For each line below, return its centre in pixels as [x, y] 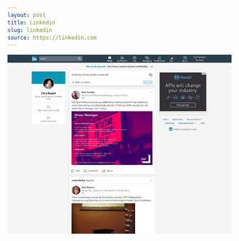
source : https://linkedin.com [52, 38]
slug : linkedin [30, 30]
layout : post [27, 15]
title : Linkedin [31, 22]
